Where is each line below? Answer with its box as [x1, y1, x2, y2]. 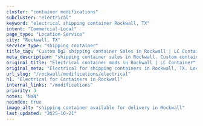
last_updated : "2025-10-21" [6, 110, 77, 116]
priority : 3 [6, 88, 36, 94]
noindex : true [6, 99, 42, 105]
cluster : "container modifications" [6, 8, 98, 15]
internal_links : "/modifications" [6, 82, 94, 88]
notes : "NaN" [6, 93, 39, 99]
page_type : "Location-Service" [6, 31, 85, 38]
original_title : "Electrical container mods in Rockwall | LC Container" [6, 59, 196, 65]
